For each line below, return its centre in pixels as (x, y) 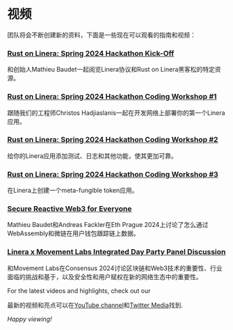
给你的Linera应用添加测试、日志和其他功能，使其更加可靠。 (92, 156)
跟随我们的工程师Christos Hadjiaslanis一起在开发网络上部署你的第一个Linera (116, 113)
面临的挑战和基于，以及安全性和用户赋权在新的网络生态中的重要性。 (105, 276)
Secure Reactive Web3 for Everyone (70, 209)
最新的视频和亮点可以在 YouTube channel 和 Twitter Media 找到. (95, 305)
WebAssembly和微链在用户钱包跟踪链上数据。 (74, 233)
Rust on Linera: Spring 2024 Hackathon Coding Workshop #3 (113, 174)
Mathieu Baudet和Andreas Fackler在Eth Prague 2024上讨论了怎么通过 (108, 225)
